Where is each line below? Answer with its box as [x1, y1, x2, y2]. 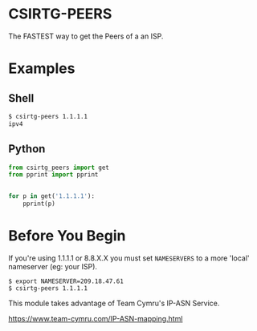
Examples [8, 59, 75, 78]
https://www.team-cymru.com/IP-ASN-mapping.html [8, 313, 183, 323]
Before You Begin [8, 227, 126, 245]
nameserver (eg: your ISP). [8, 261, 98, 271]
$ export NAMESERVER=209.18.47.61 [8, 277, 124, 285]
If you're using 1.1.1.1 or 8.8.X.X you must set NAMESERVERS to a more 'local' [8, 253, 250, 263]
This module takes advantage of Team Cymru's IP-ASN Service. [8, 298, 220, 308]
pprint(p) [22, 200, 56, 208]
